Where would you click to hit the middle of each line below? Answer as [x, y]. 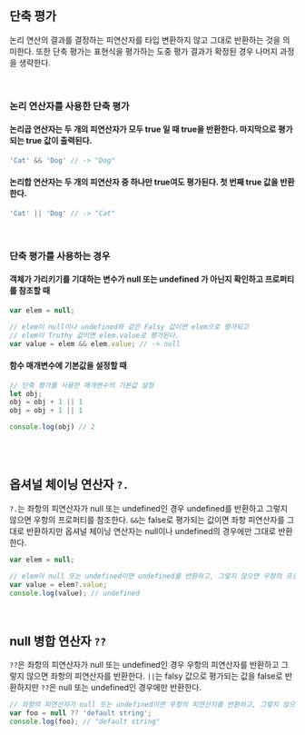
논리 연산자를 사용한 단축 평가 [69, 105]
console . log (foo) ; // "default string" [85, 721]
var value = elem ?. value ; [58, 584]
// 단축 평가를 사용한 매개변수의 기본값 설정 [82, 385]
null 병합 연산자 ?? [58, 641]
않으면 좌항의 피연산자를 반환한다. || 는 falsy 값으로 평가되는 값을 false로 [154, 676]
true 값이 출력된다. [59, 141]
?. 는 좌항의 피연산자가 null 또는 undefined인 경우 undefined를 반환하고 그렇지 [149, 508]
